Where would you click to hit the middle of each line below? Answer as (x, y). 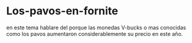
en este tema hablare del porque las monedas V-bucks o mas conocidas (96, 27)
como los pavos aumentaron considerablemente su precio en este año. (94, 33)
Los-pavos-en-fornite (62, 11)
